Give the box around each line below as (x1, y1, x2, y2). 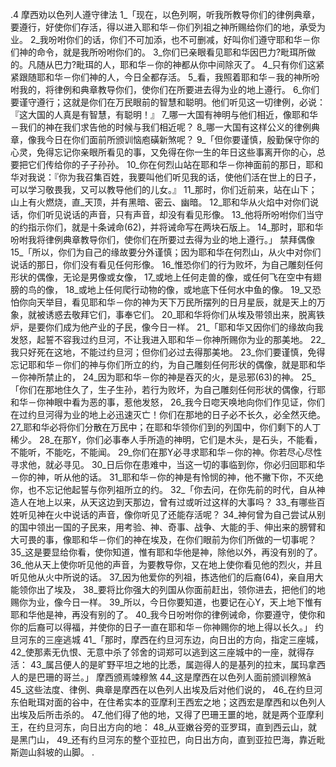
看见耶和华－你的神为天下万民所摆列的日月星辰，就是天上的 (71, 296, 317, 308)
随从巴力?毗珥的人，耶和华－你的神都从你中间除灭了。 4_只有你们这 (36, 59, 317, 70)
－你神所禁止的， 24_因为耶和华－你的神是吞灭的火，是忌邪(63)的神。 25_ (10, 371, 317, 383)
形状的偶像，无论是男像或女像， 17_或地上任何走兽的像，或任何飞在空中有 (10, 271, 313, 283)
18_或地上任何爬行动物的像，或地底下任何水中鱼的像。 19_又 (64, 284, 313, 295)
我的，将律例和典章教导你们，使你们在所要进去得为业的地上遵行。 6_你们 (18, 84, 320, 95)
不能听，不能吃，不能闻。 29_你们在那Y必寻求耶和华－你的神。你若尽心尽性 (10, 446, 323, 458)
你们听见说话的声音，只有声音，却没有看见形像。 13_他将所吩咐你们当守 (27, 209, 324, 220)
